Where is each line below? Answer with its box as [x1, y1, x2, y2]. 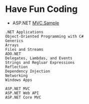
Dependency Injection [5, 69, 50, 74]
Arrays [5, 42, 19, 48]
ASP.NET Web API [5, 91, 39, 96]
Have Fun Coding [5, 3, 78, 15]
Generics [5, 38, 23, 43]
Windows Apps [5, 77, 32, 83]
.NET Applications [5, 29, 43, 34]
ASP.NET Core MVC [5, 95, 41, 100]
